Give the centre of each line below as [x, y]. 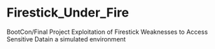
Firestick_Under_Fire [68, 13]
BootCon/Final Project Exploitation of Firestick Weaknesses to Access [107, 32]
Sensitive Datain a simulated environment [66, 39]
